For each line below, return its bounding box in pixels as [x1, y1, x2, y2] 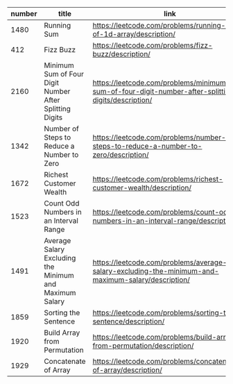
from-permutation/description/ [92, 341, 194, 350]
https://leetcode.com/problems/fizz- [92, 41, 213, 50]
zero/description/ [92, 150, 149, 159]
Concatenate [44, 357, 86, 366]
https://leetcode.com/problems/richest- [92, 174, 223, 183]
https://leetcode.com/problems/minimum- [92, 78, 231, 87]
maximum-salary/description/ [92, 275, 191, 284]
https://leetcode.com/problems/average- [92, 258, 227, 267]
